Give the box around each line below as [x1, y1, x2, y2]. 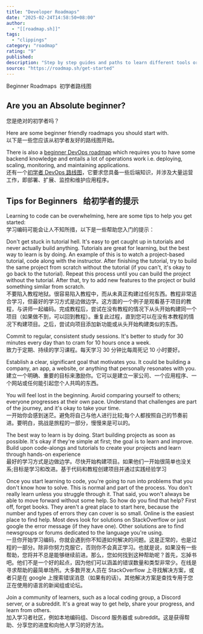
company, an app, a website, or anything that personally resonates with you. [6, 365, 196, 372]
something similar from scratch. [6, 283, 86, 290]
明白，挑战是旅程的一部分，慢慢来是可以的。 [22, 419, 134, 426]
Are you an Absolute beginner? [6, 101, 126, 111]
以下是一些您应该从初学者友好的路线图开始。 [6, 137, 118, 144]
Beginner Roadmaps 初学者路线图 [6, 82, 92, 90]
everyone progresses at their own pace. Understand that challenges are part [6, 398, 197, 405]
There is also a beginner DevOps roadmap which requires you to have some [6, 149, 195, 156]
